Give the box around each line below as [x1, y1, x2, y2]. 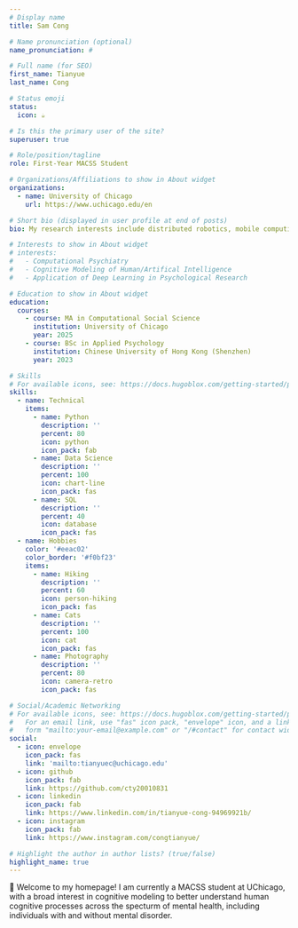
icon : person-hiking [41, 594, 117, 604]
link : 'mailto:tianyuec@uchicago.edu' [25, 758, 169, 768]
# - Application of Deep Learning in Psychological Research [9, 273, 248, 282]
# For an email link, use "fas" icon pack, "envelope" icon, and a [9, 718, 272, 726]
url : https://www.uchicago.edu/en [25, 200, 153, 209]
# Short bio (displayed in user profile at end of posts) [9, 216, 228, 225]
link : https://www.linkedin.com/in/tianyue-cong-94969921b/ [25, 809, 252, 818]
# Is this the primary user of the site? [9, 126, 165, 136]
